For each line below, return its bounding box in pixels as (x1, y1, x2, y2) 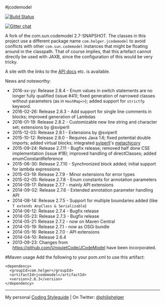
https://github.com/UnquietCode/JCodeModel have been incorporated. (12, 245, 156, 250)
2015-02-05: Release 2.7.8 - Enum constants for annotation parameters (12, 177, 157, 182)
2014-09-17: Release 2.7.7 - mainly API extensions (12, 182, 114, 188)
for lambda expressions (12, 166, 60, 172)
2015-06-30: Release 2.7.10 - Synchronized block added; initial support (12, 161, 156, 167)
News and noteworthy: (5, 78, 51, 84)
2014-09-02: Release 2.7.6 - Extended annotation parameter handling (12, 187, 153, 193)
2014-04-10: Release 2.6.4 (12, 234, 66, 240)
